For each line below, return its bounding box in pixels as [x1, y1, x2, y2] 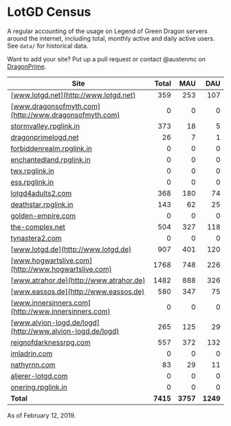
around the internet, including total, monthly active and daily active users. [7, 34, 215, 42]
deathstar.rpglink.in [10, 199, 74, 209]
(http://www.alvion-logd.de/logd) [10, 326, 120, 336]
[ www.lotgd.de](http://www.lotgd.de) [10, 244, 132, 254]
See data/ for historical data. [7, 41, 89, 50]
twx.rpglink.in [10, 166, 55, 176]
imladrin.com [10, 349, 53, 358]
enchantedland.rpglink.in [10, 154, 91, 164]
